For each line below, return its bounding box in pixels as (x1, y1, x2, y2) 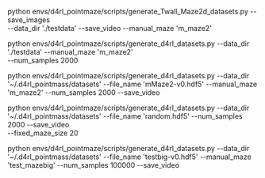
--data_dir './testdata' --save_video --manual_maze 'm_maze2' (7, 24, 212, 32)
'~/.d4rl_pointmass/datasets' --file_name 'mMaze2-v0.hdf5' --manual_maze (7, 79, 258, 89)
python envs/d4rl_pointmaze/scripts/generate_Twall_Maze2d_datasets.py (7, 7, 249, 16)
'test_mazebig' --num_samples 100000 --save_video (7, 161, 180, 169)
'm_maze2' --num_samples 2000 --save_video (7, 88, 160, 97)
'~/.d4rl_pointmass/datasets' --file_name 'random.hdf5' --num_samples (7, 112, 243, 121)
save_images (7, 15, 51, 25)
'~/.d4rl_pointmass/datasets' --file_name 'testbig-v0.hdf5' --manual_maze (7, 152, 252, 161)
